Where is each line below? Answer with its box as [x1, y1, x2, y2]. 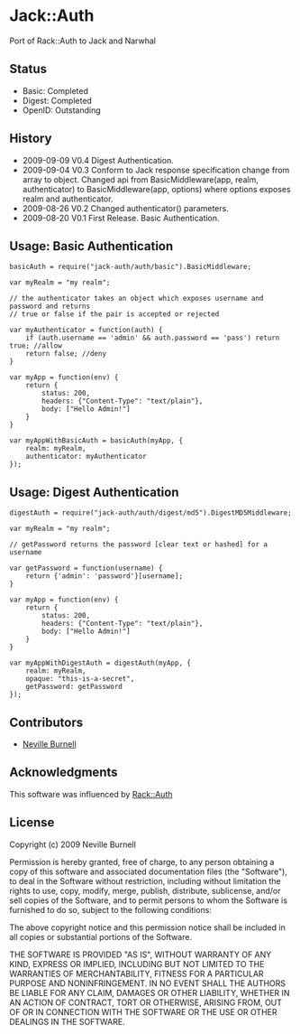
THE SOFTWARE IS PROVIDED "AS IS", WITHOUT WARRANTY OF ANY [9, 949, 272, 960]
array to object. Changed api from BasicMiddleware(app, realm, [22, 173, 259, 185]
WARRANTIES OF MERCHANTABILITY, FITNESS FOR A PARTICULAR [9, 968, 264, 979]
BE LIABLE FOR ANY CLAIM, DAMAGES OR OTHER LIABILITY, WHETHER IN [9, 987, 290, 998]
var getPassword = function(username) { [9, 564, 164, 573]
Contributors [9, 714, 84, 730]
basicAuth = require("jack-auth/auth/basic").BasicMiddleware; [9, 263, 252, 272]
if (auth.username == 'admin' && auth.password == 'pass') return [25, 333, 280, 343]
